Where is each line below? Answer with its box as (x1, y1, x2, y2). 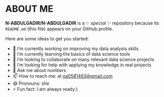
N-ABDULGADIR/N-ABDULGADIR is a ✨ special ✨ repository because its (5, 20, 159, 26)
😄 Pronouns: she (12, 80, 50, 86)
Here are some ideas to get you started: (5, 35, 89, 41)
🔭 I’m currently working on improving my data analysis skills (12, 45, 139, 52)
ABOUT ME (5, 3, 54, 15)
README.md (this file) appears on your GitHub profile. (5, 26, 113, 32)
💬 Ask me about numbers (12, 67, 66, 73)
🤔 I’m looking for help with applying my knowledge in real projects (12, 62, 152, 68)
